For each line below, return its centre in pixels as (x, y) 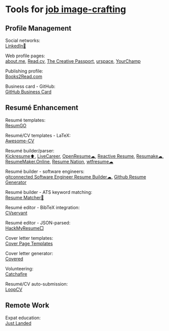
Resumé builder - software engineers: (45, 171)
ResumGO (16, 125)
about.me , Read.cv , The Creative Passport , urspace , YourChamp (73, 61)
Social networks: (23, 40)
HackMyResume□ (25, 228)
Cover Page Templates (29, 243)
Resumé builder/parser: (30, 150)
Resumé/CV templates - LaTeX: (38, 135)
